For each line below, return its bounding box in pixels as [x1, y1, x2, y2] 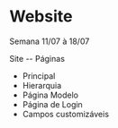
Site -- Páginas [9, 53, 66, 64]
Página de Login [22, 98, 83, 109]
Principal [22, 70, 56, 81]
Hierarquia [22, 80, 62, 90]
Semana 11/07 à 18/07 [9, 36, 90, 47]
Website [9, 6, 73, 27]
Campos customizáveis [22, 108, 110, 119]
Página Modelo [22, 90, 79, 100]
